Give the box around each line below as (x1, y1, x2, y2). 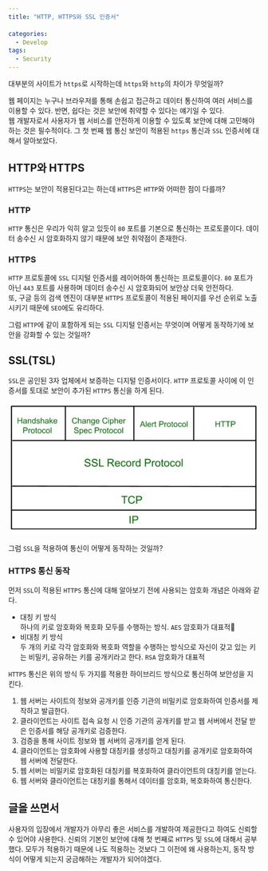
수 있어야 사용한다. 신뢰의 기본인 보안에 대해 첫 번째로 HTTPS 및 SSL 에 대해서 (8, 834, 243, 844)
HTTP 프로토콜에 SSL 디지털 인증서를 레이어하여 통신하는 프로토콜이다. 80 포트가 (8, 273, 254, 283)
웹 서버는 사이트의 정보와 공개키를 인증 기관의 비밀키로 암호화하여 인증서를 (19, 695, 250, 706)
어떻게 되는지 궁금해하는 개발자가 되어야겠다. (22, 854, 162, 864)
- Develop (15, 38, 48, 46)
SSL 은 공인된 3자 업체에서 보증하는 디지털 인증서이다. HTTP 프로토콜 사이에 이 (8, 376, 246, 386)
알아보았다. (22, 136, 58, 145)
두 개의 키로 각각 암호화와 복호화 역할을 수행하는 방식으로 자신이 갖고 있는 (19, 642, 248, 651)
